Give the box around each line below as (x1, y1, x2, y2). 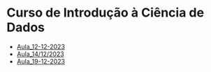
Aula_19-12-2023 (16, 57, 66, 65)
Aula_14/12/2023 (16, 50, 64, 58)
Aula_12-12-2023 (16, 42, 66, 51)
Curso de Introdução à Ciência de (6, 5, 204, 21)
